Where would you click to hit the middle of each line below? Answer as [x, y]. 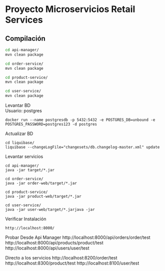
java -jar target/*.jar [30, 170]
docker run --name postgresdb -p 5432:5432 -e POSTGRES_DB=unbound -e [80, 120]
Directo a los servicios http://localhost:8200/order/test [61, 258]
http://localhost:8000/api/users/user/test [47, 248]
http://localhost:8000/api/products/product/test [54, 243]
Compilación [25, 38]
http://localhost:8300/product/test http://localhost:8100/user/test [72, 263]
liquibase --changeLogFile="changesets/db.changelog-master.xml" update [82, 147]
